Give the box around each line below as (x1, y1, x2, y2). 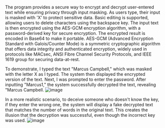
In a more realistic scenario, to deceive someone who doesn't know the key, (5, 96, 159, 102)
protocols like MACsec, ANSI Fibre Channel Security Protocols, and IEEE (5, 51, 152, 57)
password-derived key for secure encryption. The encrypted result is (5, 31, 145, 36)
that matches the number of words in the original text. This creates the (5, 107, 148, 113)
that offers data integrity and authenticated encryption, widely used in (5, 46, 147, 52)
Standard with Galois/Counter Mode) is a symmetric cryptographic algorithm (5, 41, 161, 46)
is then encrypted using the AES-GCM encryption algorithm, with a (5, 25, 141, 31)
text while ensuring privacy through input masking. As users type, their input (5, 9, 160, 15)
